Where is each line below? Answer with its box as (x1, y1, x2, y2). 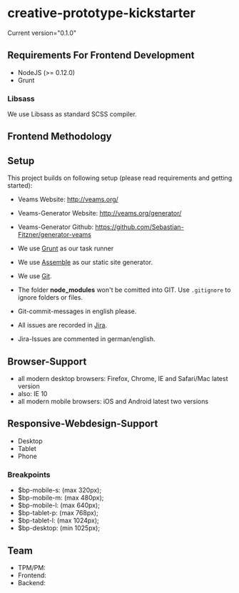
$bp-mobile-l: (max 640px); (17, 501, 100, 510)
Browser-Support (7, 355, 87, 368)
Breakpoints (7, 470, 51, 480)
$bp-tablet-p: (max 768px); (17, 509, 98, 517)
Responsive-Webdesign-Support (7, 417, 158, 430)
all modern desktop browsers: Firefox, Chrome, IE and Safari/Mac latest (17, 375, 228, 383)
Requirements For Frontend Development (7, 49, 195, 61)
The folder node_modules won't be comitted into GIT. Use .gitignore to (17, 285, 231, 294)
